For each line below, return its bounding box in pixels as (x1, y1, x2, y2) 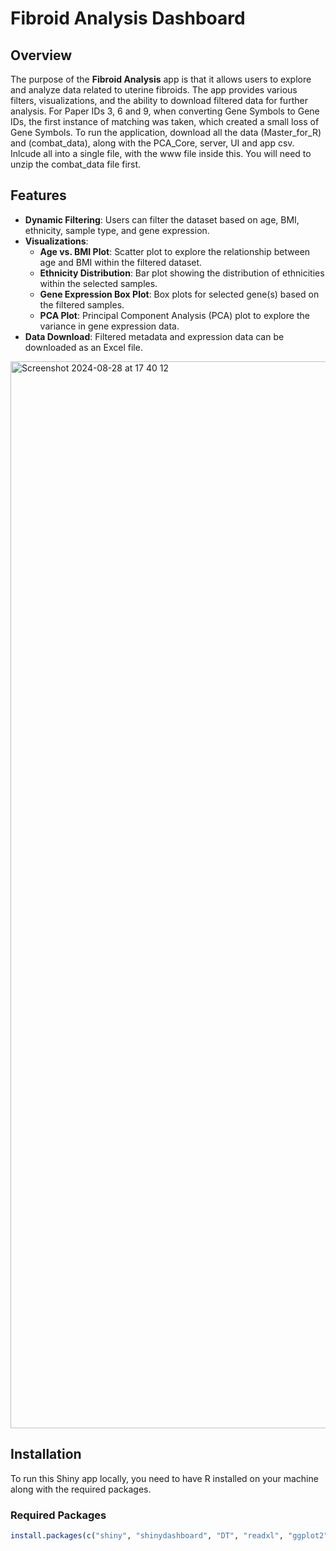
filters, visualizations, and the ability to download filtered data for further (10, 95, 308, 106)
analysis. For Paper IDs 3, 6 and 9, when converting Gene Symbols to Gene (10, 105, 320, 117)
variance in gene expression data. (39, 320, 180, 332)
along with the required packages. (10, 1483, 152, 1495)
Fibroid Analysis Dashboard (10, 7, 246, 30)
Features (10, 187, 67, 204)
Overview (10, 47, 73, 64)
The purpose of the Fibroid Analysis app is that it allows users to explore (10, 73, 312, 85)
